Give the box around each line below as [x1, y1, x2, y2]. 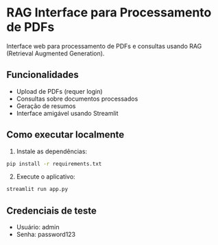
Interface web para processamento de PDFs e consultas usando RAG [6, 42, 202, 50]
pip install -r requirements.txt [6, 160, 102, 167]
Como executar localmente [6, 129, 125, 141]
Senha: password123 [16, 231, 76, 239]
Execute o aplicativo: [16, 172, 76, 181]
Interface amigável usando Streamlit [16, 109, 119, 117]
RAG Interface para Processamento [6, 5, 212, 21]
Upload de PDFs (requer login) [16, 87, 104, 95]
